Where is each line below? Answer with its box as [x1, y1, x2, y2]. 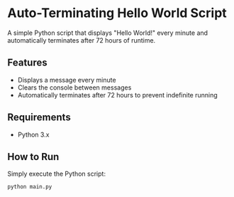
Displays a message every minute [17, 75, 116, 84]
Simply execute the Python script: [7, 169, 106, 179]
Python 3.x [17, 130, 50, 139]
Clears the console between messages [17, 83, 132, 92]
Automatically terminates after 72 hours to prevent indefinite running [17, 90, 218, 99]
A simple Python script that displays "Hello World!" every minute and [7, 28, 208, 37]
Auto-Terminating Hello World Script [7, 5, 227, 21]
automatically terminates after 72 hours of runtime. [7, 36, 156, 44]
